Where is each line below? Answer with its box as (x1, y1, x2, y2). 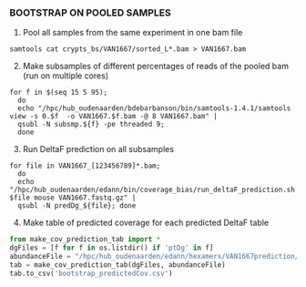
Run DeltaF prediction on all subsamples (22, 144, 175, 155)
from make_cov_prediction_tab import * (9, 235, 161, 244)
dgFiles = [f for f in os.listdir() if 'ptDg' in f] (9, 243, 214, 252)
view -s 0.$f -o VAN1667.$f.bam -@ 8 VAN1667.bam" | (9, 112, 219, 121)
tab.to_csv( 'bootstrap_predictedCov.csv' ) (9, 269, 173, 278)
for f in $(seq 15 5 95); (9, 88, 107, 97)
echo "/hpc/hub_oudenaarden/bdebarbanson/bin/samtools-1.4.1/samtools (17, 104, 291, 113)
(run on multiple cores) (22, 70, 109, 81)
